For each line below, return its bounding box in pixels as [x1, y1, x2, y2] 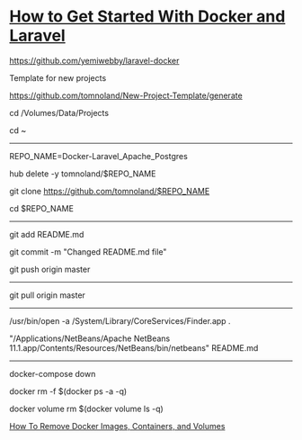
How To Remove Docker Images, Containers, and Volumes [9, 420, 226, 431]
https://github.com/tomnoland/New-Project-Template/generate [9, 90, 243, 101]
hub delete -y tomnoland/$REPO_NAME [9, 168, 156, 179]
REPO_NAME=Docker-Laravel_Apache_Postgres [9, 150, 189, 161]
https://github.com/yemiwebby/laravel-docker [9, 55, 180, 66]
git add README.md [9, 229, 84, 239]
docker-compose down [9, 368, 96, 379]
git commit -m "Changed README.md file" [9, 246, 167, 257]
